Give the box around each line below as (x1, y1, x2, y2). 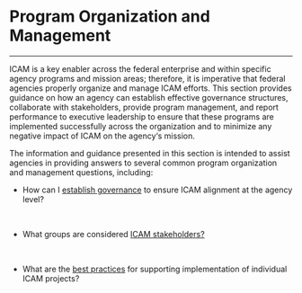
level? (22, 193, 45, 204)
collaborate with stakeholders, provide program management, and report (9, 102, 279, 112)
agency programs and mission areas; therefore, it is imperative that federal (9, 73, 286, 84)
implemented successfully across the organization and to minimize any (9, 120, 272, 131)
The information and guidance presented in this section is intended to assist (9, 147, 290, 158)
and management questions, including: (9, 166, 154, 177)
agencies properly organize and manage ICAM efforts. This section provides (9, 83, 292, 93)
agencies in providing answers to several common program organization (9, 157, 278, 168)
